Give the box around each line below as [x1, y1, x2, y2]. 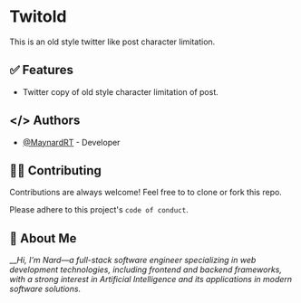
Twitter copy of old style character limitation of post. [22, 86, 219, 97]
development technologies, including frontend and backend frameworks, [9, 264, 283, 275]
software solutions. [9, 283, 82, 295]
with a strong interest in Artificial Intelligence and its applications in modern [9, 274, 293, 285]
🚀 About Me [9, 231, 77, 246]
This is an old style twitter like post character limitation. [9, 36, 216, 47]
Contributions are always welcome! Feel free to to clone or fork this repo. [9, 187, 283, 198]
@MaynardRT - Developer [22, 137, 121, 147]
